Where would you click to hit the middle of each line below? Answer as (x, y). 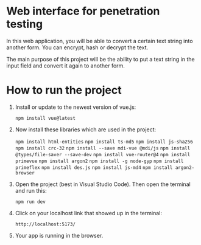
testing (25, 24)
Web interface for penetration (83, 11)
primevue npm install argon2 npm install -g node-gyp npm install (99, 161)
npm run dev (30, 202)
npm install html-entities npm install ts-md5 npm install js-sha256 (104, 142)
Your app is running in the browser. (59, 235)
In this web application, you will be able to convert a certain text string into (100, 41)
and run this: (31, 190)
